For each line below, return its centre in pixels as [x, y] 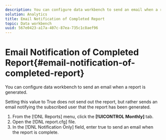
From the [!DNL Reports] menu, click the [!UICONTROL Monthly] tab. [83, 117]
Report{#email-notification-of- [70, 63]
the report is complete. [36, 132]
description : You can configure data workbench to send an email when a [82, 10]
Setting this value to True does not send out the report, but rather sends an [82, 102]
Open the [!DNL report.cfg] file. [44, 122]
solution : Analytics [26, 14]
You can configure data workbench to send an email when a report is [75, 87]
